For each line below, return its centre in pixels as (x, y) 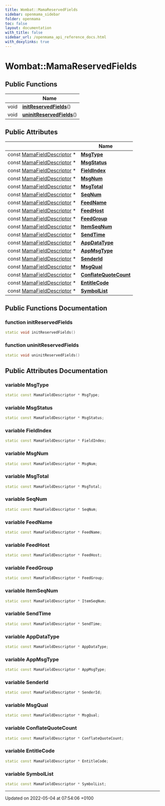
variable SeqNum (26, 499)
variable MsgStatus (29, 408)
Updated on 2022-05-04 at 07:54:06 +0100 (50, 798)
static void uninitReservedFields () (42, 355)
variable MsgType (27, 384)
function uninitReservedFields (42, 345)
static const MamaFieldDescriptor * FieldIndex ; (56, 441)
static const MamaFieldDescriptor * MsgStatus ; (55, 418)
